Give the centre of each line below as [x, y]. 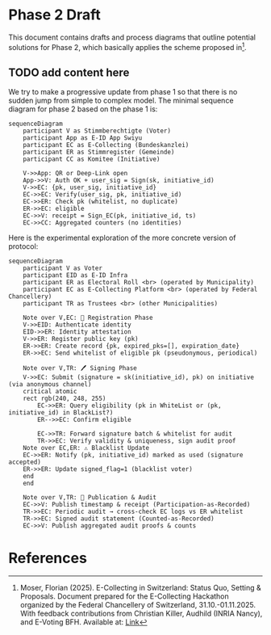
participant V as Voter [63, 268]
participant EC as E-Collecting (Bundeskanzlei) [106, 145]
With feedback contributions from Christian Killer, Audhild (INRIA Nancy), [141, 614]
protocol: [23, 246]
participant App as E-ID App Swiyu [83, 138]
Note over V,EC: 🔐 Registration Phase [88, 318]
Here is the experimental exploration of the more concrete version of [122, 238]
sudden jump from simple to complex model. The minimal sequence [121, 101]
